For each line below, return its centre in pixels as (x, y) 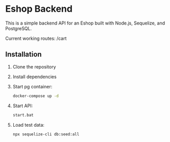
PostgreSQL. (19, 28)
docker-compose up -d (35, 96)
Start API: (23, 106)
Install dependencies (35, 77)
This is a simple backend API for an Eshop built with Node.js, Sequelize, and (85, 23)
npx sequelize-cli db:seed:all (46, 134)
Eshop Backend (39, 9)
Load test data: (29, 125)
